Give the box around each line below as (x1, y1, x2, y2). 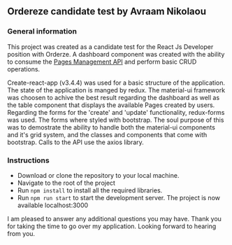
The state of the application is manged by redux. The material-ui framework (7, 85, 226, 94)
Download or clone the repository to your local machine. (17, 171, 180, 179)
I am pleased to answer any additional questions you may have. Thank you (7, 214, 222, 223)
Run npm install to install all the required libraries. (17, 185, 163, 195)
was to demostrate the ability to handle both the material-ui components (7, 122, 215, 132)
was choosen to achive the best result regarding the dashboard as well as (7, 93, 220, 101)
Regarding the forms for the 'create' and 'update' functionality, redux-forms (7, 108, 225, 116)
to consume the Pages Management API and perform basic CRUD (7, 57, 197, 66)
